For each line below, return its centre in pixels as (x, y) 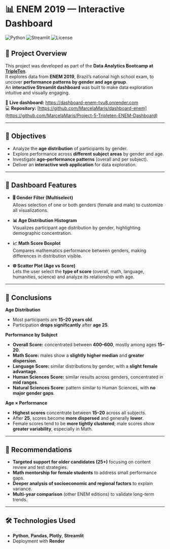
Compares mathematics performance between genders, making (79, 250)
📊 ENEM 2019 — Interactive (65, 9)
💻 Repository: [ (22, 108)
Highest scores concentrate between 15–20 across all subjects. (79, 413)
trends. (20, 500)
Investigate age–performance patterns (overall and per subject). (80, 159)
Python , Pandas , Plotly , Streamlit (48, 535)
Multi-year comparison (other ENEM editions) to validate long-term (83, 494)
